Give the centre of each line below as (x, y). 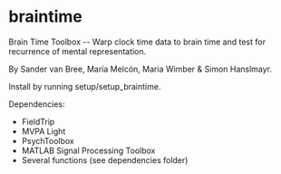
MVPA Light (44, 131)
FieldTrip (38, 121)
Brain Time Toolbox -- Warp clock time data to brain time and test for (137, 42)
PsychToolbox (48, 140)
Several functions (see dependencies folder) (105, 159)
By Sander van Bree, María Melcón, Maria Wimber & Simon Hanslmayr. (140, 69)
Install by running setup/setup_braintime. (85, 86)
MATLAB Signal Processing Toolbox (88, 150)
